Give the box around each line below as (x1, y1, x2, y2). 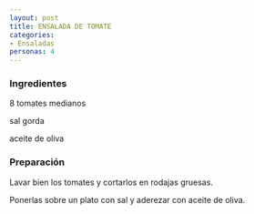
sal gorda (9, 116, 46, 127)
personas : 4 (9, 47, 55, 56)
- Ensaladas (9, 38, 55, 48)
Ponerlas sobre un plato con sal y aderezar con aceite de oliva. (9, 194, 246, 205)
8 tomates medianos (9, 97, 86, 109)
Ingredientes (9, 77, 67, 90)
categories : (9, 30, 55, 39)
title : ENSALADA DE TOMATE (9, 22, 112, 31)
